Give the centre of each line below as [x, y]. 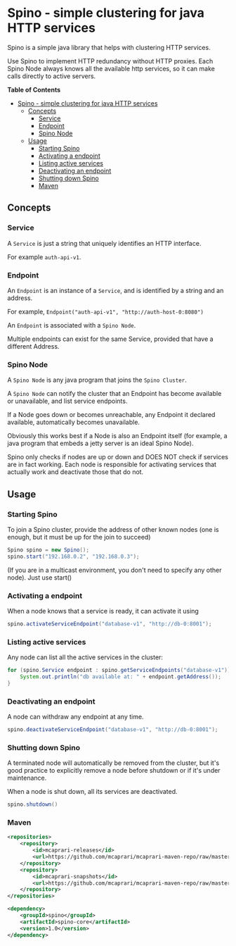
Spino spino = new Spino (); [48, 550]
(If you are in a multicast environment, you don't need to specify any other [114, 570]
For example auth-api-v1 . [44, 257]
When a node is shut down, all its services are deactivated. [92, 792]
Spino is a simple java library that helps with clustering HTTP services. [109, 47]
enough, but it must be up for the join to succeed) [79, 537]
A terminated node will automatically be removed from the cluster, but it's [113, 763]
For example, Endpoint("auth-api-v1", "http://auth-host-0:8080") [105, 311]
